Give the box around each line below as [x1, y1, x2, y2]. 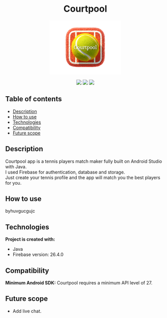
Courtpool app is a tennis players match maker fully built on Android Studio [5, 158, 162, 164]
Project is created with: [5, 236, 55, 242]
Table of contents [5, 95, 62, 103]
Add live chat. [12, 308, 42, 314]
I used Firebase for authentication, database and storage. [5, 169, 125, 175]
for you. [5, 180, 22, 186]
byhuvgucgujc [5, 208, 36, 214]
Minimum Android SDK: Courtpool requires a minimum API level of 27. [5, 280, 153, 286]
